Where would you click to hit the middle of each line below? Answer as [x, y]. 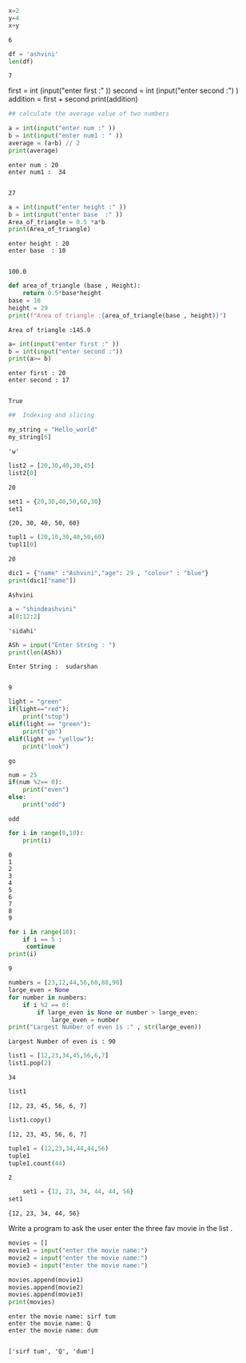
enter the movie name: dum [53, 1331]
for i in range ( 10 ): [43, 932]
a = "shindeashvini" [43, 609]
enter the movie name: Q [50, 1324]
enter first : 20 [37, 374]
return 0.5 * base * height [62, 294]
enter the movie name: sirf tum [62, 1317]
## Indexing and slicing [51, 415]
